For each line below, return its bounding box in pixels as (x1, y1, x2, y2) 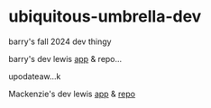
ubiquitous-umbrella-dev (8, 6, 202, 27)
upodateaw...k (8, 70, 61, 82)
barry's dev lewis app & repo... (8, 53, 123, 64)
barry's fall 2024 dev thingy (8, 36, 112, 47)
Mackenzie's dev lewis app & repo (8, 88, 136, 99)
